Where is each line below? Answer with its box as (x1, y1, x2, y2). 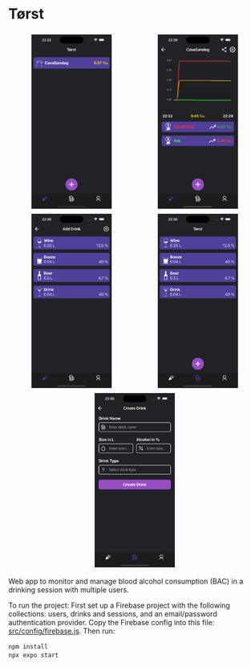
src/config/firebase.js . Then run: (8, 626, 115, 636)
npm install (8, 643, 48, 651)
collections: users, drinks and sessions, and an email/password (8, 609, 218, 619)
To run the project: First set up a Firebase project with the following (8, 600, 230, 611)
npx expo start (8, 652, 59, 660)
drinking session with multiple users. (8, 585, 130, 595)
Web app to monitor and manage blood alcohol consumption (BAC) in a (8, 576, 244, 587)
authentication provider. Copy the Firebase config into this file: (8, 618, 215, 628)
